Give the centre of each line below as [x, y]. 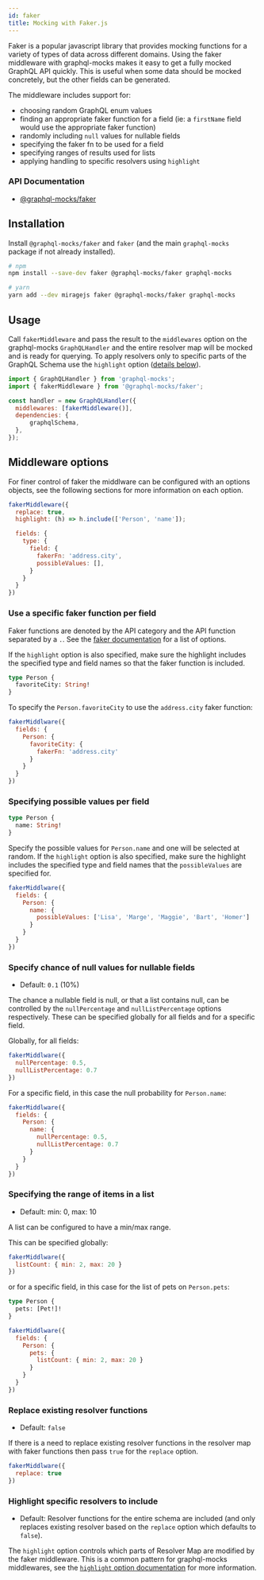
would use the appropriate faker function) [88, 127]
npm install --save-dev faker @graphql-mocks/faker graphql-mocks [120, 274]
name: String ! [38, 825]
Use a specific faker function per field [82, 613]
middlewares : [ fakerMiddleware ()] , [74, 408]
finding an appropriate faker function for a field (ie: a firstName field [130, 118]
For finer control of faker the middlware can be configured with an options [129, 481]
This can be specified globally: [58, 1242]
